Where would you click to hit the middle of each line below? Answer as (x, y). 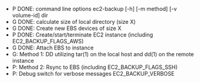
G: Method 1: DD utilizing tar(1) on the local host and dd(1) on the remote (103, 54)
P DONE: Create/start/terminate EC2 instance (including (83, 35)
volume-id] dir (30, 15)
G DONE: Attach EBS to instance (53, 48)
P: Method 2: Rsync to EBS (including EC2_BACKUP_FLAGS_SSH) (95, 67)
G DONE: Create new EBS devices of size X (67, 28)
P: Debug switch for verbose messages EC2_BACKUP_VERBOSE (93, 74)
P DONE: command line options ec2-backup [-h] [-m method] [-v (94, 9)
